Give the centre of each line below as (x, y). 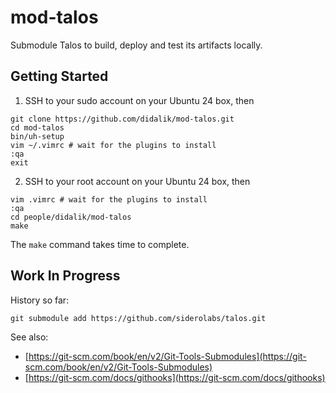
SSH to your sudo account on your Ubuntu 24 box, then (139, 100)
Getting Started (59, 76)
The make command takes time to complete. (100, 244)
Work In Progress (65, 276)
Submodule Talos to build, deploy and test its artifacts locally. (136, 45)
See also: (29, 337)
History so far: (40, 300)
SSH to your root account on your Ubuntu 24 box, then (137, 181)
